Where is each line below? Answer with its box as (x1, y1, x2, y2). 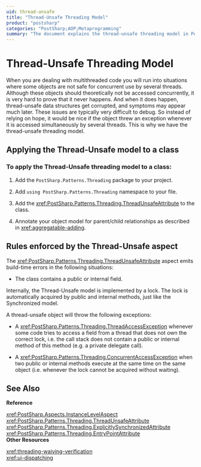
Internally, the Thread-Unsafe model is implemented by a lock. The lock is (6, 287, 188, 294)
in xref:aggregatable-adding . (14, 224, 86, 231)
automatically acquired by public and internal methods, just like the (6, 293, 172, 300)
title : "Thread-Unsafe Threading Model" (6, 14, 109, 20)
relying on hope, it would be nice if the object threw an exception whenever (6, 115, 193, 122)
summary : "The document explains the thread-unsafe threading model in (6, 31, 188, 37)
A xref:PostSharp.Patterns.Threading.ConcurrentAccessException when (14, 353, 193, 360)
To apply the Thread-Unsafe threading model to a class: (6, 163, 172, 171)
